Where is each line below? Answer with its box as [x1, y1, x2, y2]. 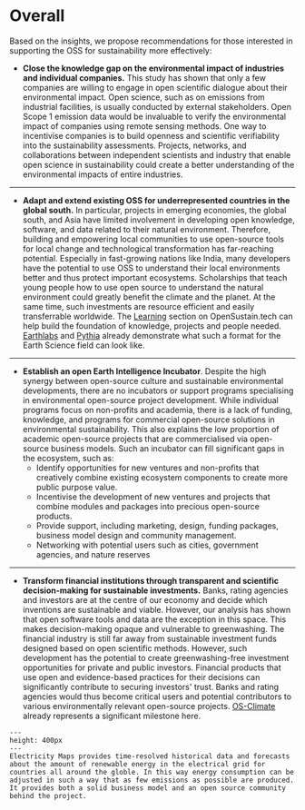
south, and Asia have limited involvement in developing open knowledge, [22, 214, 295, 225]
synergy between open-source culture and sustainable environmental [22, 375, 284, 386]
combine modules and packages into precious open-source [35, 500, 261, 511]
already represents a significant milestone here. [22, 710, 202, 721]
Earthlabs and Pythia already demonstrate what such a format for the [22, 330, 281, 341]
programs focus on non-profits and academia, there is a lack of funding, [22, 404, 293, 415]
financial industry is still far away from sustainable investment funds [22, 633, 277, 644]
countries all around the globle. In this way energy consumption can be [9, 767, 295, 776]
